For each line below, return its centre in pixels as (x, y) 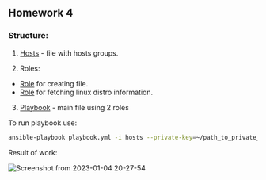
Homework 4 (41, 13)
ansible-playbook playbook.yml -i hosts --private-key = (102, 137)
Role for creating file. (54, 83)
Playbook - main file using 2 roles (74, 107)
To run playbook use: (43, 123)
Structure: (28, 36)
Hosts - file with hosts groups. (69, 53)
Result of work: (33, 152)
